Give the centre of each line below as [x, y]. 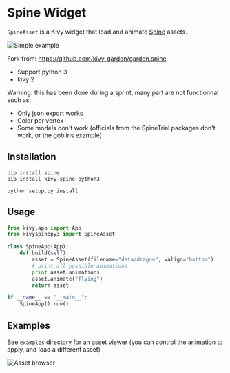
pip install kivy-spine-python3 [53, 179]
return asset [51, 285]
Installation [32, 157]
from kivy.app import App [44, 228]
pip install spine [33, 173]
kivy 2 [26, 79]
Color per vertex [40, 120]
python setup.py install [43, 191]
